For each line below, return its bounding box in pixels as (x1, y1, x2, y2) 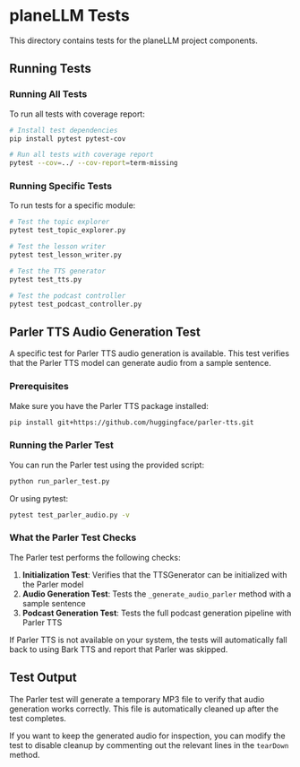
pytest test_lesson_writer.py (9, 250, 123, 260)
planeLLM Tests (9, 5, 130, 26)
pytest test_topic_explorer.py (9, 226, 126, 235)
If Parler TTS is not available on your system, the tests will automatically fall (9, 634, 288, 645)
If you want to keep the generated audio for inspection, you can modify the (9, 730, 286, 741)
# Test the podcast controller (9, 291, 126, 301)
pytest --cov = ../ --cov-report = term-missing (9, 159, 178, 168)
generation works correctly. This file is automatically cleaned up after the (9, 703, 279, 714)
